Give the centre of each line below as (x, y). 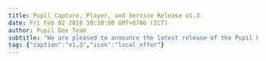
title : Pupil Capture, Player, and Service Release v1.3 (104, 15)
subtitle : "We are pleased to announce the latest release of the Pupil (131, 38)
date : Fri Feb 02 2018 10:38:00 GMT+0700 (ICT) (88, 23)
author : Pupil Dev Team (47, 30)
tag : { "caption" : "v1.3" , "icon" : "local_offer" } (86, 45)
